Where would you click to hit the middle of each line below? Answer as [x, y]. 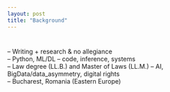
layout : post [26, 14]
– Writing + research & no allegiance [60, 51]
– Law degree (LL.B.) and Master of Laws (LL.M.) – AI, [85, 66]
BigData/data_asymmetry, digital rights [63, 74]
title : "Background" [38, 20]
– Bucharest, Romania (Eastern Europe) [64, 81]
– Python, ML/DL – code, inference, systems [72, 59]
